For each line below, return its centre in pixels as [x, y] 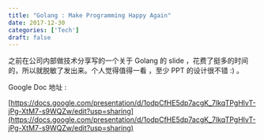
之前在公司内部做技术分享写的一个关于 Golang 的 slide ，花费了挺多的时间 [128, 61]
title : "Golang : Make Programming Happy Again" [90, 15]
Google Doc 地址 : [38, 87]
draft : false [30, 37]
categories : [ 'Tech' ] [44, 30]
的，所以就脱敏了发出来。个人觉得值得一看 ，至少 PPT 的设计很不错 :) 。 [126, 71]
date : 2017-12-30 [37, 23]
